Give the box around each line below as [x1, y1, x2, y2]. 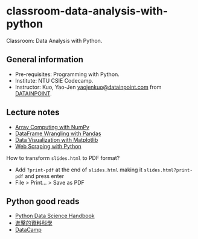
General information [6, 54, 83, 65]
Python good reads [6, 196, 80, 206]
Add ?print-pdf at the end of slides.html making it [14, 166, 143, 173]
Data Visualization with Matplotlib [14, 136, 98, 143]
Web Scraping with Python [14, 142, 81, 150]
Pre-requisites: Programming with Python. [14, 71, 120, 78]
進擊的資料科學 [14, 219, 53, 227]
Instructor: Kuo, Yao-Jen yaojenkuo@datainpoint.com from [14, 83, 162, 91]
